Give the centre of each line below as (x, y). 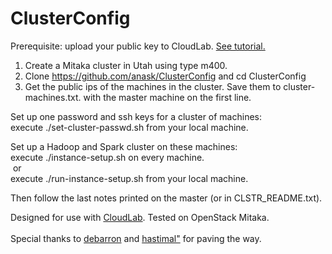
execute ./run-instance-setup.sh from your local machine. (129, 178)
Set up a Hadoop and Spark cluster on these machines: (124, 146)
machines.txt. (53, 97)
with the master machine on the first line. (167, 97)
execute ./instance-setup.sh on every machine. (107, 157)
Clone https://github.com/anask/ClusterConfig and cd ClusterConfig (165, 76)
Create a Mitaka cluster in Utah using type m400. (126, 65)
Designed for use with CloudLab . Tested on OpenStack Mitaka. (140, 217)
